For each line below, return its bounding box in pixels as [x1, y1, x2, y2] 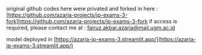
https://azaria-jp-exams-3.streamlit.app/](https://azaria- [55, 36, 196, 42]
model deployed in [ [6, 36, 56, 42]
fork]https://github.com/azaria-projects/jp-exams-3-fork [6, 18, 148, 25]
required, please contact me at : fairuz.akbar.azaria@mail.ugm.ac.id [6, 24, 175, 31]
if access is [149, 18, 178, 25]
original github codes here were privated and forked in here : [6, 5, 158, 12]
